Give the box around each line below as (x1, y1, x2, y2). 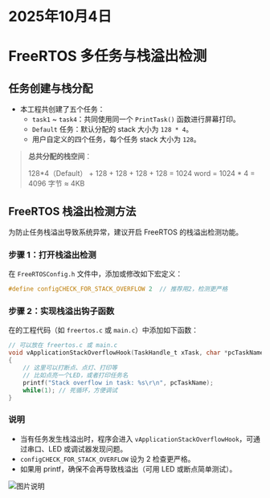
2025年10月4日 (8, 7, 112, 26)
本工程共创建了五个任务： (19, 104, 105, 114)
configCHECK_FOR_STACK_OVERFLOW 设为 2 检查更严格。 (19, 454, 195, 463)
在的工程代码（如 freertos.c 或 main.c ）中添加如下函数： (8, 325, 199, 335)
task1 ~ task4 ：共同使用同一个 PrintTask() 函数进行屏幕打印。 (31, 114, 240, 124)
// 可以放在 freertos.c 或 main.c (8, 341, 118, 349)
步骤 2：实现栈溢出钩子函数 (8, 306, 115, 317)
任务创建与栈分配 (8, 81, 93, 95)
